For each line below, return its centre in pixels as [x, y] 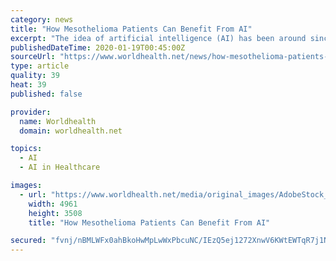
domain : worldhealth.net [71, 131]
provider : [31, 112]
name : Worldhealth [58, 121]
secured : [28, 241]
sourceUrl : [33, 57]
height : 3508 [55, 213]
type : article [40, 66]
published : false [46, 94]
